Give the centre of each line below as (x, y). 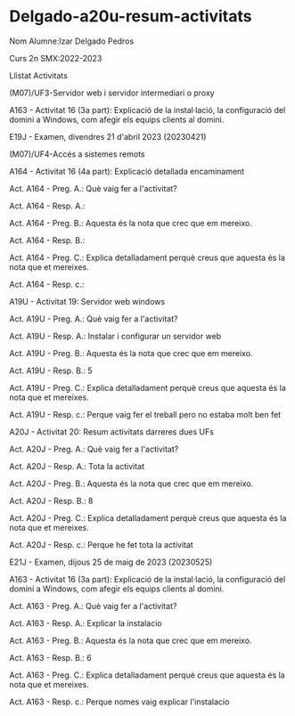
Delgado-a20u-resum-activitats (131, 16)
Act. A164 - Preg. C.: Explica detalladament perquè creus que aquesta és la (147, 257)
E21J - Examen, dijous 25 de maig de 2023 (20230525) (111, 562)
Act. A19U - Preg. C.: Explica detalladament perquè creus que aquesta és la (148, 387)
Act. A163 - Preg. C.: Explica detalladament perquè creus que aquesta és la (147, 675)
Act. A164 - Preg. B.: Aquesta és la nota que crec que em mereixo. (131, 223)
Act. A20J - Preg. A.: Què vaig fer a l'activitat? (94, 449)
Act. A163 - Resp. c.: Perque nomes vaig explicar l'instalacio (119, 702)
